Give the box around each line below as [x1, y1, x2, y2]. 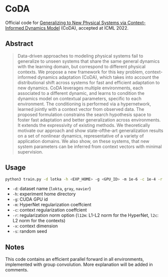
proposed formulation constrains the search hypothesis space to [17, 111, 151, 117]
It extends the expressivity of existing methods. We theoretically [17, 122, 150, 128]
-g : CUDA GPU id [12, 196, 48, 202]
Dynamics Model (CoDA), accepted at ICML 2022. [25, 25, 129, 31]
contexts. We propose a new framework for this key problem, [17, 69, 144, 75]
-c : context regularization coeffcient [12, 207, 87, 213]
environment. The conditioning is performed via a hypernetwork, [17, 101, 151, 107]
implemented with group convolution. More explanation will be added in [5, 261, 153, 267]
